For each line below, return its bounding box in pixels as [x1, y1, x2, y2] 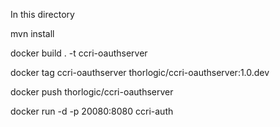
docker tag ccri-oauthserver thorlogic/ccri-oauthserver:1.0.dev [10, 67, 270, 78]
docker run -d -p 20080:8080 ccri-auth [10, 105, 174, 117]
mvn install [10, 28, 55, 39]
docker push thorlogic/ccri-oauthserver [10, 86, 174, 98]
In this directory [10, 9, 75, 20]
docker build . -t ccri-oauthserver [10, 47, 148, 59]
